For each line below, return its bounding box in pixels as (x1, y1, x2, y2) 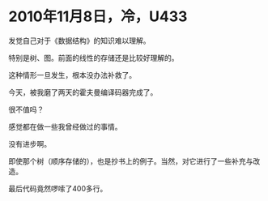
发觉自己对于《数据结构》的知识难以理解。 (8, 36, 151, 45)
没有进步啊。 (8, 139, 51, 148)
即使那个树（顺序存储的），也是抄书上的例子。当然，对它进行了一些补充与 (8, 156, 253, 166)
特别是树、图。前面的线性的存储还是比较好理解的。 (8, 53, 179, 62)
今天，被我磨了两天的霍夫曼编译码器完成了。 (8, 87, 158, 97)
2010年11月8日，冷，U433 (8, 7, 188, 26)
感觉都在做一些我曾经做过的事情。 (8, 122, 122, 131)
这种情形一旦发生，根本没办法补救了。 (8, 70, 136, 79)
